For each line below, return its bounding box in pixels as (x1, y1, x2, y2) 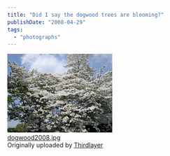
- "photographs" (13, 34, 61, 41)
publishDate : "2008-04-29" (7, 18, 86, 26)
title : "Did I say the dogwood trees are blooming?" (7, 11, 164, 18)
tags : (7, 26, 23, 33)
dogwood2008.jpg (7, 134, 61, 142)
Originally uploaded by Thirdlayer (7, 141, 104, 150)
